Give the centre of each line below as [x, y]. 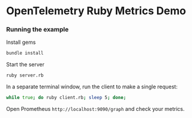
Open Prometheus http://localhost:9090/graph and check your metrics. [95, 109]
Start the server [25, 65]
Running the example [37, 30]
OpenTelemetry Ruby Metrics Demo [96, 11]
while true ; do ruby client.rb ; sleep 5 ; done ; [66, 98]
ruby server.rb [25, 75]
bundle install [25, 53]
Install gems [21, 42]
